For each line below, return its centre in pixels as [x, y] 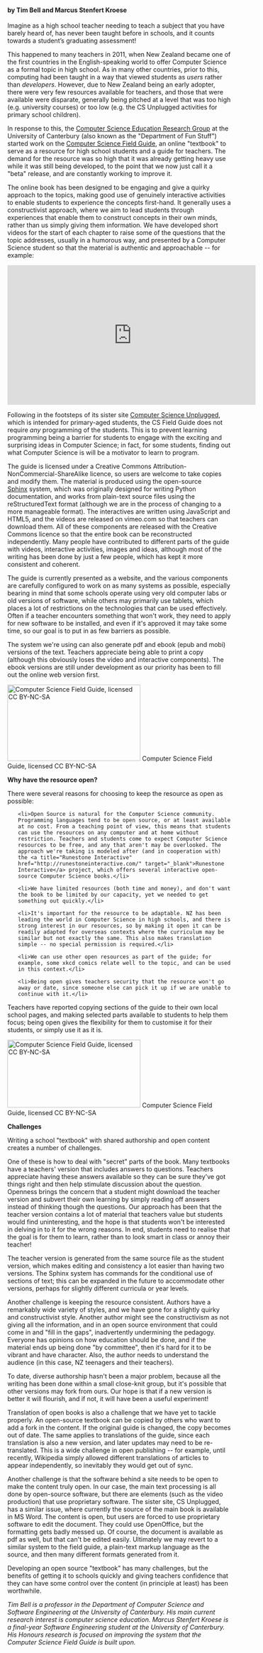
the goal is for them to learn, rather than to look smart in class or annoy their [119, 1237]
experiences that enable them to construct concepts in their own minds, [112, 218]
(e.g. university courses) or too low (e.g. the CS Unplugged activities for [112, 107]
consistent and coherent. [44, 565]
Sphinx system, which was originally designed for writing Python [102, 489]
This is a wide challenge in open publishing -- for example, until [133, 1450]
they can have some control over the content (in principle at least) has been [118, 1583]
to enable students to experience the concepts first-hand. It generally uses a [119, 203]
